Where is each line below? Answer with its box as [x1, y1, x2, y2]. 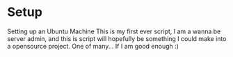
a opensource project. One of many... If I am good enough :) [7, 42, 179, 50]
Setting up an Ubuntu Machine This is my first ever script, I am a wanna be [7, 27, 221, 35]
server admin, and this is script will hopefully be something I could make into [7, 34, 227, 42]
